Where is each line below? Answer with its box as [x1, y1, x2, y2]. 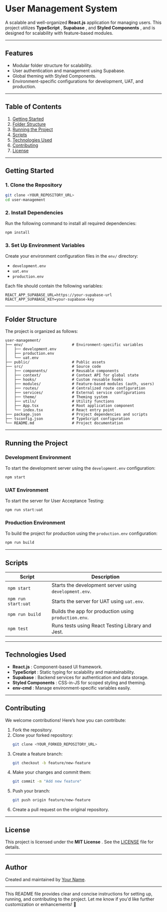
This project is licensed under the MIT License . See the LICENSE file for [5, 839, 154, 845]
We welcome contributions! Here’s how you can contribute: [5, 717, 126, 723]
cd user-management [5, 198, 46, 203]
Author [5, 863, 27, 872]
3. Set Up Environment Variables [5, 242, 85, 249]
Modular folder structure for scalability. [12, 62, 93, 68]
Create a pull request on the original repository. [12, 807, 109, 812]
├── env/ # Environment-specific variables [5, 342, 143, 347]
